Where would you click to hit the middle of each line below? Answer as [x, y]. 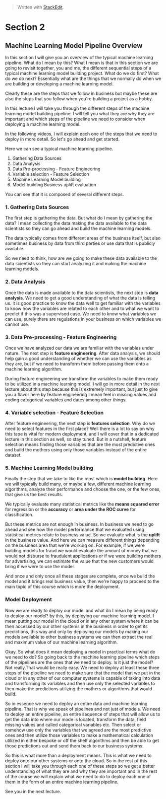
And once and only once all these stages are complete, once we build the [80, 576]
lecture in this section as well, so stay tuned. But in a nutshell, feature [76, 439]
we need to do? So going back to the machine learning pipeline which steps [83, 657]
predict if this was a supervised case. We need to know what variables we [81, 314]
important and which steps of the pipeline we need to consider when [75, 119]
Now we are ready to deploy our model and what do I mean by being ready [82, 610]
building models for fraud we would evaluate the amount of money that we [81, 551]
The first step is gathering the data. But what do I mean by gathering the [79, 218]
